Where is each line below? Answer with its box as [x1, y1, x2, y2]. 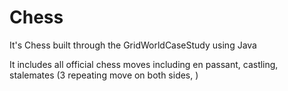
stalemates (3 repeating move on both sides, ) [9, 69, 199, 81]
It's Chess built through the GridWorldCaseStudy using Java [9, 39, 257, 51]
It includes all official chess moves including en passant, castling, [9, 58, 279, 70]
